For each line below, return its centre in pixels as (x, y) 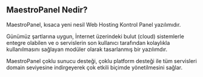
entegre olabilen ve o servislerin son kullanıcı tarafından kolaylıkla (88, 42)
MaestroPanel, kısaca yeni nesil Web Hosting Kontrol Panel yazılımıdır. (94, 24)
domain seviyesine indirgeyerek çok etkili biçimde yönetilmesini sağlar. (95, 67)
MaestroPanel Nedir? (47, 10)
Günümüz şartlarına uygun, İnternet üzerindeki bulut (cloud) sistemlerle (95, 36)
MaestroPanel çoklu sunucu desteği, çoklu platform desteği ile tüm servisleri (101, 61)
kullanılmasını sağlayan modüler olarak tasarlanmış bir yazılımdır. (87, 49)
